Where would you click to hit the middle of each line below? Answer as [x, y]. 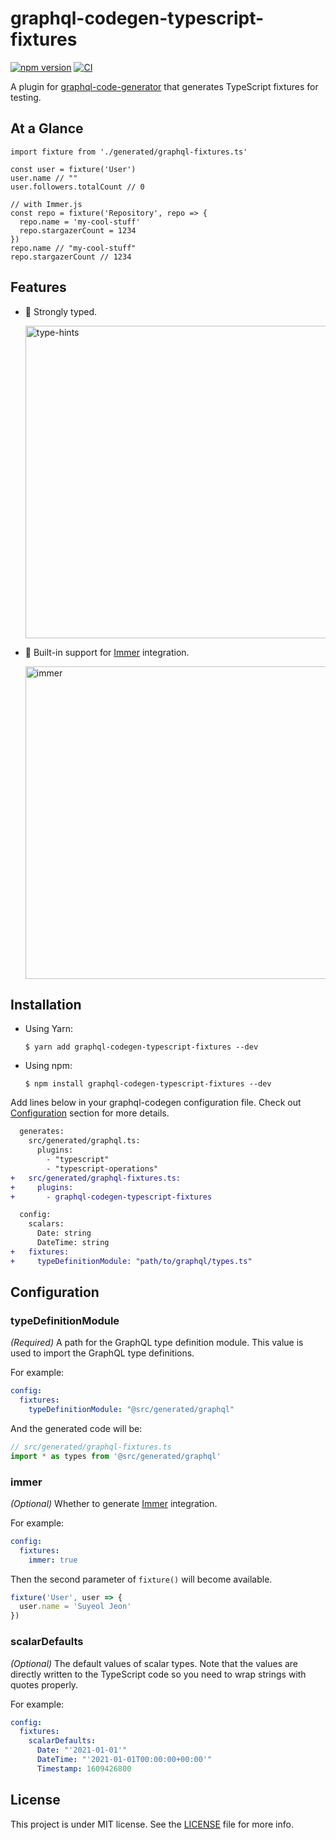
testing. [26, 97]
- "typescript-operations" [102, 1168]
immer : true [53, 1560]
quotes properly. [44, 1684]
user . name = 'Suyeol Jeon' [75, 1607]
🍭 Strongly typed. [61, 311]
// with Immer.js [46, 204]
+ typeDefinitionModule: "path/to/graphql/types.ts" [131, 1261]
